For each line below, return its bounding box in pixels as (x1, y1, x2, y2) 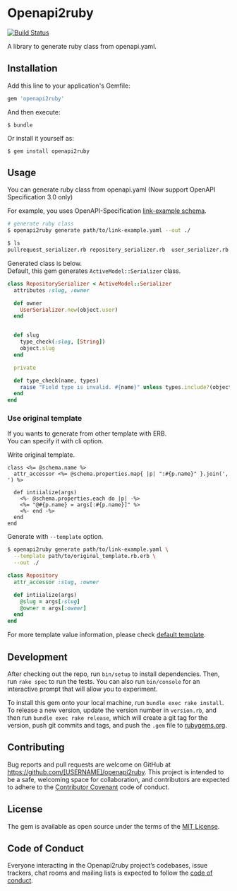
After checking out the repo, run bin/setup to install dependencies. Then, (7, 670, 220, 678)
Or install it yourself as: (7, 134, 74, 142)
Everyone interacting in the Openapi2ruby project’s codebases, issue (7, 861, 208, 870)
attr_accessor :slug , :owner (13, 578, 99, 586)
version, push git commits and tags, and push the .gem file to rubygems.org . (7, 721, 228, 730)
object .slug (20, 345, 55, 352)
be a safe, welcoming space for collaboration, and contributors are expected (7, 775, 230, 784)
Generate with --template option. (7, 532, 104, 541)
